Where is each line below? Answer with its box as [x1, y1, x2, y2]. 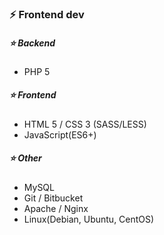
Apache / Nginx [23, 202, 89, 214]
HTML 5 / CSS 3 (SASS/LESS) [23, 118, 147, 130]
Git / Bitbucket [23, 192, 84, 204]
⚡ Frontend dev [9, 7, 85, 21]
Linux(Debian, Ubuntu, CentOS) [23, 213, 155, 225]
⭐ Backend [9, 37, 56, 49]
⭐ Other [9, 152, 42, 164]
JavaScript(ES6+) [23, 128, 97, 141]
